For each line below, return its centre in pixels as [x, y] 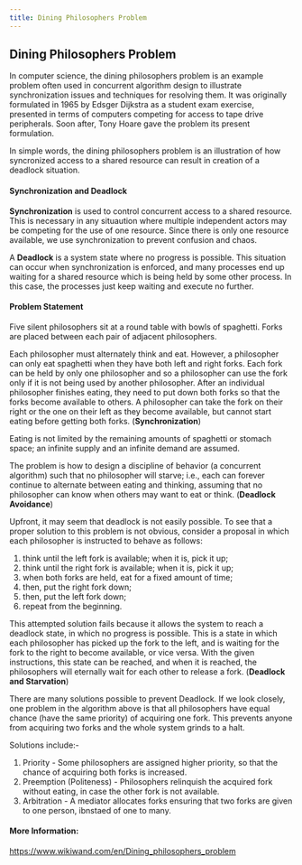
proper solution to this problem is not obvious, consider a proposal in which [150, 531]
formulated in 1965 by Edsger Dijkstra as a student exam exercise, [132, 105]
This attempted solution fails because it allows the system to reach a [137, 623]
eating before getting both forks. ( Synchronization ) [105, 421]
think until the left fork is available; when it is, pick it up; [125, 558]
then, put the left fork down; [74, 596]
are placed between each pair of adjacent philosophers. [113, 336]
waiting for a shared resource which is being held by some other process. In [151, 276]
